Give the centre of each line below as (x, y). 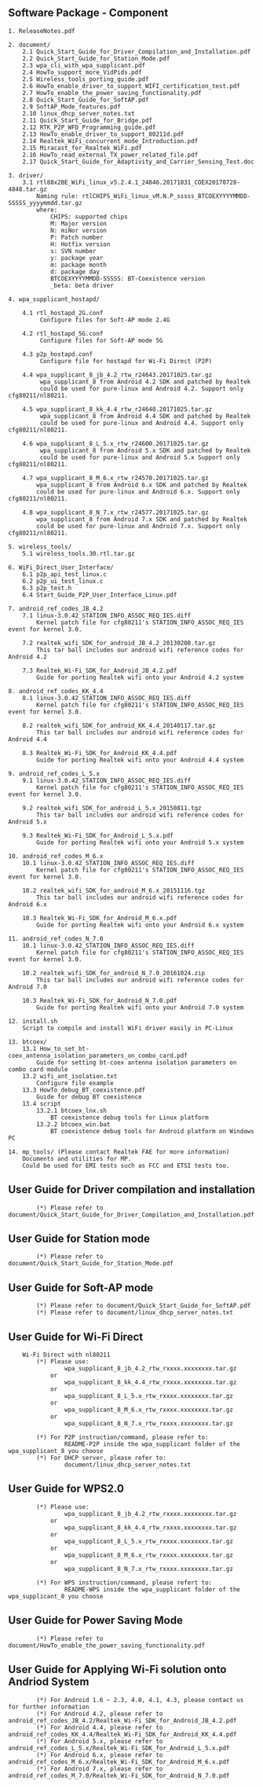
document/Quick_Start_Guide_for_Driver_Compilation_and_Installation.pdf (131, 1215)
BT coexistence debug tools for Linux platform (130, 1117)
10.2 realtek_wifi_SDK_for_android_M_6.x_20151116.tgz (114, 890)
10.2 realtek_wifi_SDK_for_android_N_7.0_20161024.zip (114, 973)
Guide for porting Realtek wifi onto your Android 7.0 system (140, 1007)
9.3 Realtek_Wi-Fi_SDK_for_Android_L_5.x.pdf (98, 835)
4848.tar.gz (27, 189)
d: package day (75, 272)
